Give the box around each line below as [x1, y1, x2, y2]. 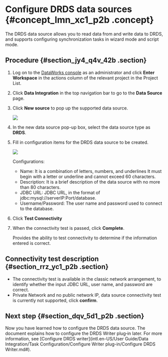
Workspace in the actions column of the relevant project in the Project [12, 74, 158, 81]
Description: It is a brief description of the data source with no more [20, 178, 160, 185]
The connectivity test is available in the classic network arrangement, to [12, 276, 161, 282]
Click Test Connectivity [12, 215, 63, 221]
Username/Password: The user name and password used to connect [20, 200, 162, 206]
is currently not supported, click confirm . [12, 297, 98, 303]
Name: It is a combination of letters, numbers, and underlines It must [20, 168, 162, 174]
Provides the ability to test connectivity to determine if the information [12, 235, 157, 241]
